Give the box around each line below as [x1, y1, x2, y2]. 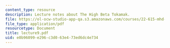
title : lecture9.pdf [5, 30, 49, 35]
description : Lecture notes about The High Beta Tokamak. [5, 12, 130, 17]
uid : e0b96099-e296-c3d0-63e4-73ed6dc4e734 [5, 35, 99, 40]
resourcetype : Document [5, 26, 56, 31]
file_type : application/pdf [5, 21, 65, 26]
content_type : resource [5, 7, 56, 12]
